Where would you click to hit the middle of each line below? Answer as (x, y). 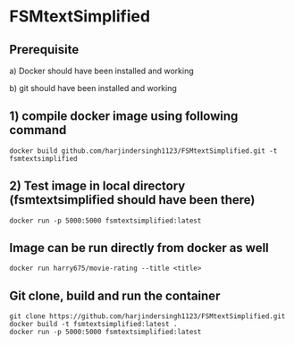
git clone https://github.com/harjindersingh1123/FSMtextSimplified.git (147, 316)
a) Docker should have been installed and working (101, 71)
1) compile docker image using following (124, 117)
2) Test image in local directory (97, 186)
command (38, 130)
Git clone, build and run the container (115, 295)
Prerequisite (44, 50)
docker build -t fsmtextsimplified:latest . (93, 324)
